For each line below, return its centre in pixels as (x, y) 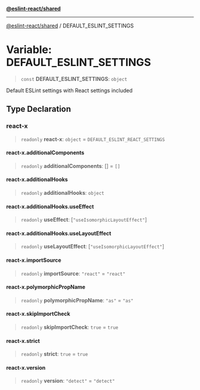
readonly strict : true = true (54, 354)
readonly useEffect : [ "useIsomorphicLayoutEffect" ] (84, 220)
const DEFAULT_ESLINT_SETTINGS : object (74, 79)
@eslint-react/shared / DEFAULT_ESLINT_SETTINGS (70, 26)
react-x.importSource (34, 260)
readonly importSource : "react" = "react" (73, 273)
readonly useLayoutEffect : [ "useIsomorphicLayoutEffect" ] (93, 247)
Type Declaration (39, 109)
